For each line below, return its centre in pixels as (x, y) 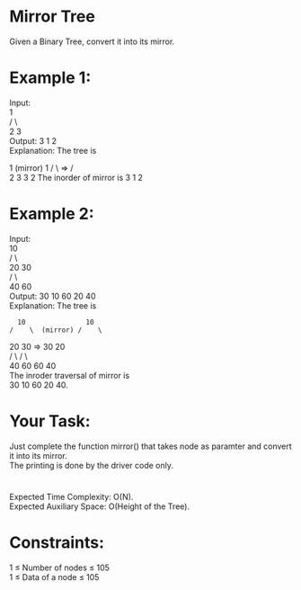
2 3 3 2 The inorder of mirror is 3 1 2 (76, 177)
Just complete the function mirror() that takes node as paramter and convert (150, 446)
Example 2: (52, 214)
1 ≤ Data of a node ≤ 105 (54, 577)
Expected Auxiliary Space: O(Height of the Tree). (100, 506)
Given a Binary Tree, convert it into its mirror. (92, 41)
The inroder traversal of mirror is (70, 375)
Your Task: (50, 421)
